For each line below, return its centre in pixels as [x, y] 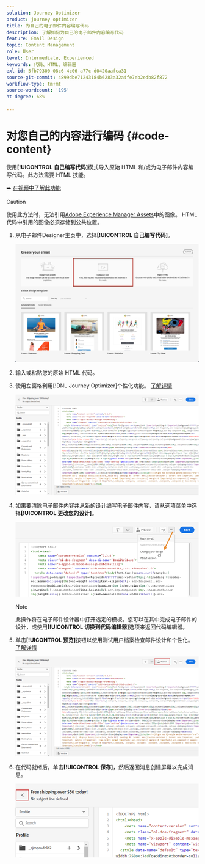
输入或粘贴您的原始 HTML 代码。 [56, 373]
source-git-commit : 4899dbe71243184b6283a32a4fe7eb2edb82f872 [87, 77]
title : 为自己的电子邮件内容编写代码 [48, 26]
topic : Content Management [41, 45]
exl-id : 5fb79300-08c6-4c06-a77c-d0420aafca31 [67, 71]
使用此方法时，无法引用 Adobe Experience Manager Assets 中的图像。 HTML [102, 214]
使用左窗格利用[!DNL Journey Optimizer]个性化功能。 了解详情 [94, 386]
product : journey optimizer [42, 19]
